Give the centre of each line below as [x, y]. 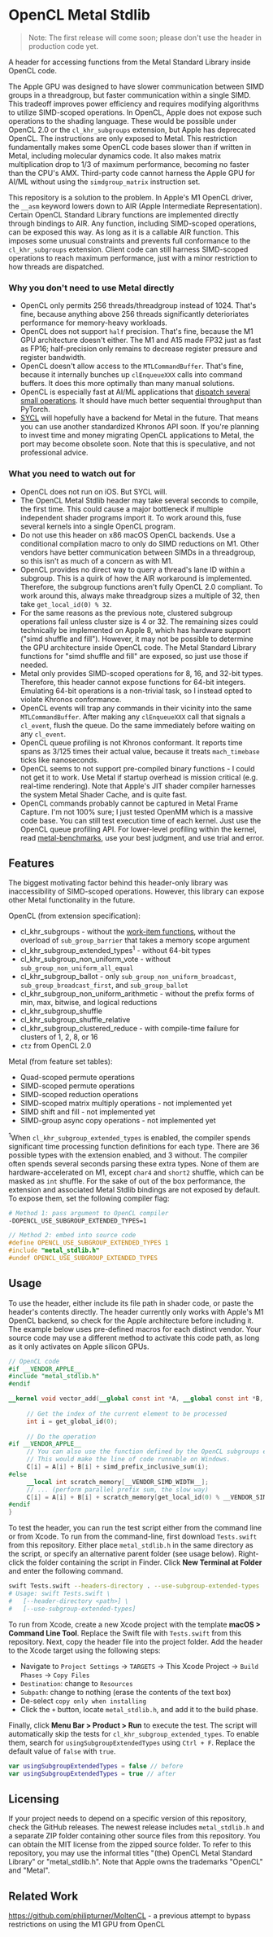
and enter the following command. [66, 1571]
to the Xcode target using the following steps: [84, 1650]
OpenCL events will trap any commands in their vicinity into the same [136, 708]
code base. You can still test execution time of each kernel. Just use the [141, 820]
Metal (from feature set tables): [61, 1061]
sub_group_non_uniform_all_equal [77, 968]
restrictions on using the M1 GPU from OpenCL [87, 1925]
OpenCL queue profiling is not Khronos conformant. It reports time [131, 742]
